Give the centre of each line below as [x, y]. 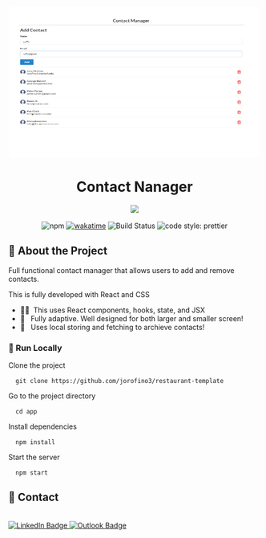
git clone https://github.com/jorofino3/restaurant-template [120, 381]
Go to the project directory [52, 396]
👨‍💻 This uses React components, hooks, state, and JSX [113, 310]
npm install [36, 442]
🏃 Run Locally [35, 348]
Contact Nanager [135, 187]
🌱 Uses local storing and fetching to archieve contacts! [112, 327]
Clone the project [37, 365]
